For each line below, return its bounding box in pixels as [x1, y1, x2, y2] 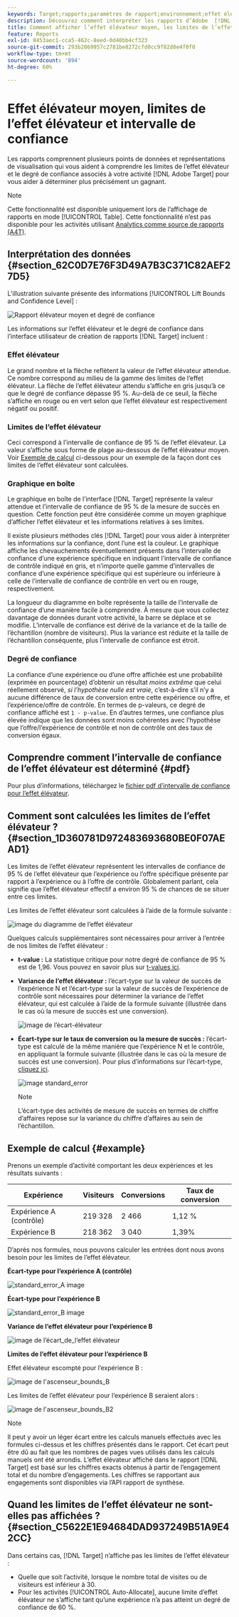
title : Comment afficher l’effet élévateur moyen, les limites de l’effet [7, 24, 234, 31]
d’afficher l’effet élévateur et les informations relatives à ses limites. [7, 518, 205, 526]
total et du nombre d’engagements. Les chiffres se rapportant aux [7, 1471, 201, 1479]
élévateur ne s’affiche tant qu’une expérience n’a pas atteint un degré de [17, 1595, 230, 1603]
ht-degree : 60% [7, 63, 53, 71]
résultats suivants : [7, 1169, 63, 1177]
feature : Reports [7, 30, 59, 38]
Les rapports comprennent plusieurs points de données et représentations [7, 154, 225, 163]
